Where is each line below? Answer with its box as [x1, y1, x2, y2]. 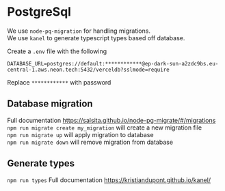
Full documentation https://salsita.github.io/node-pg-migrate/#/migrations [7, 116, 216, 124]
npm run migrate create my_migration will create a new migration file [7, 123, 202, 132]
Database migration [7, 98, 94, 110]
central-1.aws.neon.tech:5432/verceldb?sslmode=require [7, 66, 170, 73]
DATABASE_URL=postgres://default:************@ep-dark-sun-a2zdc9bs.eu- [7, 60, 219, 67]
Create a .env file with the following [7, 47, 107, 55]
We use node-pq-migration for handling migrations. [7, 27, 150, 35]
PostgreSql [7, 4, 72, 20]
